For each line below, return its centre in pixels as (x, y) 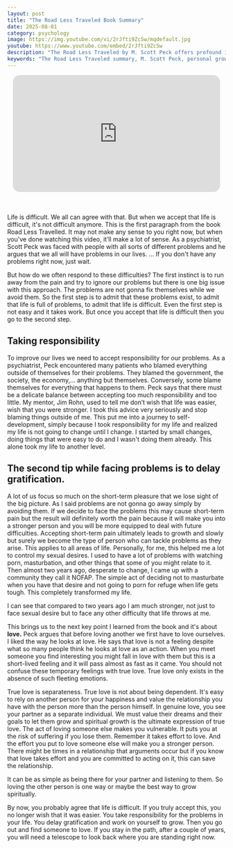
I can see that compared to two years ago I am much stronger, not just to (111, 605)
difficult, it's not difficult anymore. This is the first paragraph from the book (114, 225)
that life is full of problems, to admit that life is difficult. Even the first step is (115, 305)
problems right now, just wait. (49, 262)
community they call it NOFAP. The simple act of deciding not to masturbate (115, 577)
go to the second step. (39, 319)
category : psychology (38, 33)
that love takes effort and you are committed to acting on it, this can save (112, 758)
